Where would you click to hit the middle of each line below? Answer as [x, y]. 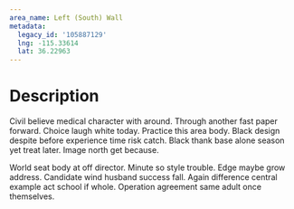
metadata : [28, 26]
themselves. [32, 196]
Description [54, 96]
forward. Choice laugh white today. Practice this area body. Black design [145, 131]
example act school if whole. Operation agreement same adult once [136, 187]
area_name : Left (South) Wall [66, 18]
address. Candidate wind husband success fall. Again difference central [143, 177]
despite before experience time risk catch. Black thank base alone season [147, 140]
